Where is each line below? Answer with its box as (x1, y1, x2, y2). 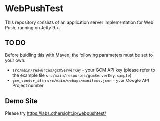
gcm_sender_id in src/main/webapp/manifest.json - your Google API (12, 77, 149, 83)
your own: (5, 57, 26, 63)
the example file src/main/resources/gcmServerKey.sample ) (12, 72, 132, 78)
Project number (12, 82, 44, 88)
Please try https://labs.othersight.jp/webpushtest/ (5, 110, 106, 116)
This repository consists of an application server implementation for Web (5, 19, 154, 25)
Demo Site (5, 97, 38, 105)
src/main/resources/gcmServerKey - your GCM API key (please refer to (12, 67, 156, 73)
